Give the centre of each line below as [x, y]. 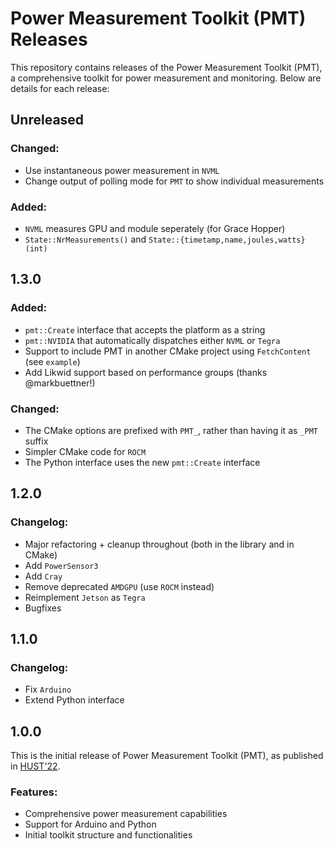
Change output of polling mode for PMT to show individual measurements [174, 181]
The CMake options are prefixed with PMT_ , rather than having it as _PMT [171, 430]
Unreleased [47, 120]
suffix [36, 441]
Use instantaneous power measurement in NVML [122, 170]
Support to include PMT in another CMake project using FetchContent [168, 351]
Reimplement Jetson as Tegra [85, 597]
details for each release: [60, 88]
